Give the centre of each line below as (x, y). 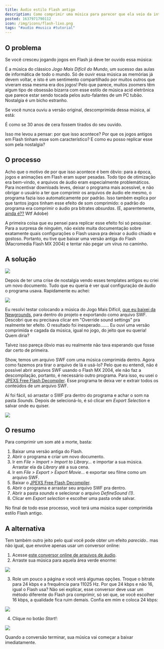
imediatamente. (21, 643)
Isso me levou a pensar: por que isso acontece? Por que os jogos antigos (79, 134)
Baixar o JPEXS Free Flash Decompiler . (51, 483)
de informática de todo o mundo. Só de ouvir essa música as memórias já (79, 74)
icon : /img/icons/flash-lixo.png (39, 23)
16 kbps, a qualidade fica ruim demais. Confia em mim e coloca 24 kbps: (85, 600)
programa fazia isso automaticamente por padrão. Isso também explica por (81, 198)
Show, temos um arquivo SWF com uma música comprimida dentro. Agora (80, 360)
